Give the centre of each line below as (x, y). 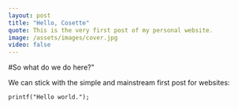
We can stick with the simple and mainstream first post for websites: (119, 83)
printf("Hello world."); (49, 97)
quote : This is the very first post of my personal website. (111, 30)
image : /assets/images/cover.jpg (63, 38)
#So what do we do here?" (51, 67)
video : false (30, 45)
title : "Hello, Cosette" (49, 23)
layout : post (30, 15)
